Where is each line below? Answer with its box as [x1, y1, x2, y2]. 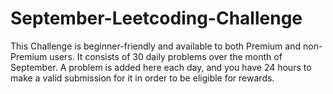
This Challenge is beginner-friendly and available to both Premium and [10, 40, 302, 52]
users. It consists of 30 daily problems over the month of [49, 50, 283, 62]
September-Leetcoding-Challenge [10, 7, 303, 30]
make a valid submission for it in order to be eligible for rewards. [10, 72, 275, 84]
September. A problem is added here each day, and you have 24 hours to [10, 61, 312, 73]
